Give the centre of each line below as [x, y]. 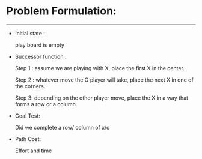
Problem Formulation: [62, 11]
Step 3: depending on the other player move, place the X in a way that [101, 98]
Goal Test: [28, 116]
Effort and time [33, 151]
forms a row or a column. [46, 104]
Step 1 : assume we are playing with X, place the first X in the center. [100, 68]
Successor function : [41, 56]
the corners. [30, 86]
